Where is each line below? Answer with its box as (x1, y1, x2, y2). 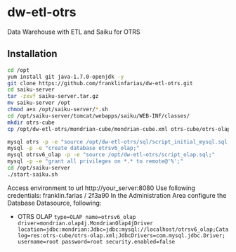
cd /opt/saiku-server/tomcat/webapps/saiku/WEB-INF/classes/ (7, 112, 190, 120)
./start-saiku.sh (7, 170, 58, 178)
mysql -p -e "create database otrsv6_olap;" (7, 145, 140, 152)
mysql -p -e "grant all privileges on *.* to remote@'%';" (7, 158, 184, 165)
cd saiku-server (7, 86, 55, 94)
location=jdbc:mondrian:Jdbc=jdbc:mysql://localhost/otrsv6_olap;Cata (17, 226, 229, 233)
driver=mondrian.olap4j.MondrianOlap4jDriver (17, 220, 153, 227)
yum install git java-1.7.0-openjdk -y (7, 73, 124, 80)
